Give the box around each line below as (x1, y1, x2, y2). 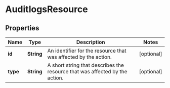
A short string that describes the (47, 62, 124, 69)
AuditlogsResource (5, 4, 88, 15)
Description (76, 39, 105, 46)
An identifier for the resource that (47, 47, 126, 54)
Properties (5, 24, 39, 32)
